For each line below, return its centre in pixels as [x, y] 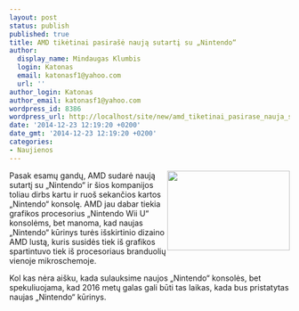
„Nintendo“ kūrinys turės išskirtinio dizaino [87, 232]
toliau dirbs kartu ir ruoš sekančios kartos [85, 194]
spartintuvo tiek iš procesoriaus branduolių [88, 251]
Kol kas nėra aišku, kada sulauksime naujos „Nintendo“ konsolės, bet [135, 278]
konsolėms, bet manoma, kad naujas [77, 223]
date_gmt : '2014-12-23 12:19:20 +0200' [83, 134]
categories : [31, 142]
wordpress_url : [37, 117]
